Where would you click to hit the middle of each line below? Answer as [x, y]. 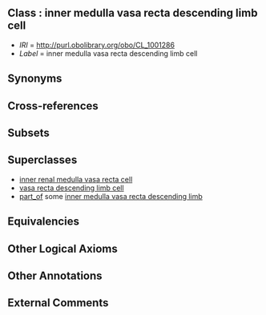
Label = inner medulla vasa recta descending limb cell [108, 53]
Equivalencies [43, 222]
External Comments [58, 303]
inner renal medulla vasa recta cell [76, 179]
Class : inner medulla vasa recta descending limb [133, 13]
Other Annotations [55, 275]
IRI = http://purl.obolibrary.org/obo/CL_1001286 [97, 45]
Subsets [28, 132]
